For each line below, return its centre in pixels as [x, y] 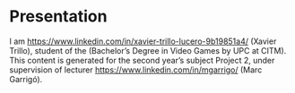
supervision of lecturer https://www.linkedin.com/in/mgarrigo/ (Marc [136, 70]
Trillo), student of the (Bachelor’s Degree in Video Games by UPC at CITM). [148, 50]
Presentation [58, 17]
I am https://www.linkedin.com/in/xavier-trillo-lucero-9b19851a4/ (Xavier [143, 41]
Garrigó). [26, 79]
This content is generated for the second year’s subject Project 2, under [142, 60]
